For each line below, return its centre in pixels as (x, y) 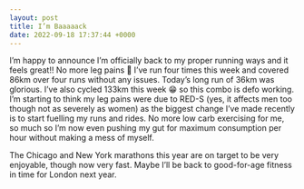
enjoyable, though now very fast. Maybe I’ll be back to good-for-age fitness (151, 165)
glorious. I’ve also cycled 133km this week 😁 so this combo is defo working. (152, 90)
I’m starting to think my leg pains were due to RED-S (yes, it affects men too (151, 99)
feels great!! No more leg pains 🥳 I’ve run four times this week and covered (149, 70)
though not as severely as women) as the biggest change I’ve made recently (152, 109)
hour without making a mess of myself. (82, 138)
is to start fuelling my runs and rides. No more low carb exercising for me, (147, 118)
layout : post (34, 18)
